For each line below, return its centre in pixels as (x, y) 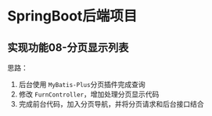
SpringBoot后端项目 (72, 16)
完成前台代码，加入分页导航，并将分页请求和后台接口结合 (111, 104)
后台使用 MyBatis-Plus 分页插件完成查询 (82, 84)
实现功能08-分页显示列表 (68, 47)
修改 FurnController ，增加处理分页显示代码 (89, 94)
